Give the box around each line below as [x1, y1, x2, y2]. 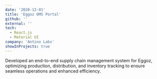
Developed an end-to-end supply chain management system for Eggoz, [5, 57, 153, 63]
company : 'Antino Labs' [5, 39, 55, 44]
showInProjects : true [5, 44, 50, 49]
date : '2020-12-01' [5, 7, 46, 12]
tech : [5, 26, 16, 31]
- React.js [9, 30, 32, 35]
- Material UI [9, 35, 39, 40]
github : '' [5, 16, 28, 21]
